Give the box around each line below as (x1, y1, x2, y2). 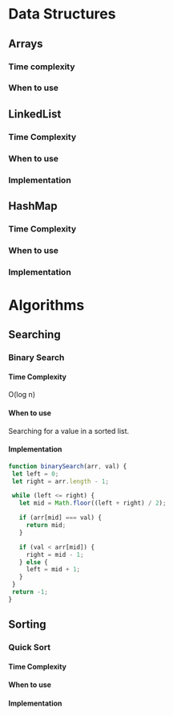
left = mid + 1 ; (26, 566, 81, 574)
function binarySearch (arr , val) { (8, 462, 127, 470)
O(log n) (8, 390, 36, 399)
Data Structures (8, 5, 116, 23)
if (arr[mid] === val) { (18, 513, 103, 522)
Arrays (8, 37, 43, 51)
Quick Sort (8, 642, 51, 653)
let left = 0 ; (11, 469, 59, 478)
